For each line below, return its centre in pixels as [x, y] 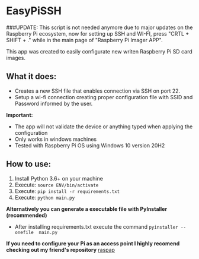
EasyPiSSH [34, 11]
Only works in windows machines [55, 139]
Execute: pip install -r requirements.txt [67, 191]
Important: [20, 115]
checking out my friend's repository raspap [61, 249]
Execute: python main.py [45, 197]
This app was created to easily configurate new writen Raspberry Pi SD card [99, 51]
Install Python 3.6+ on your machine [59, 178]
